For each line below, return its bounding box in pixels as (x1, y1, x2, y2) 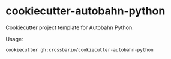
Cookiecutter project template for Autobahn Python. (5, 24, 134, 31)
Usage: (5, 35, 23, 42)
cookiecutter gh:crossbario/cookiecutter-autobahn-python (5, 46, 154, 53)
